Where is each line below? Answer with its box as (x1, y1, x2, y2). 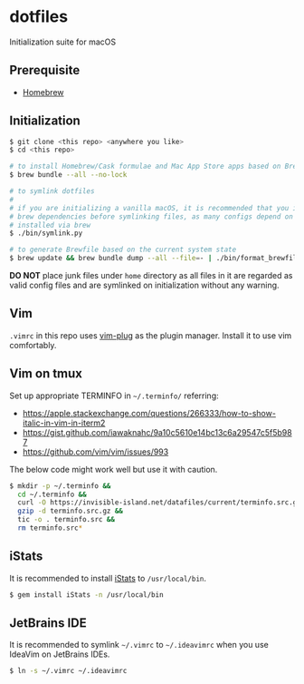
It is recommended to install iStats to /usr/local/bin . (9, 572, 206, 583)
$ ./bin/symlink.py (9, 229, 83, 238)
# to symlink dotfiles (9, 187, 95, 196)
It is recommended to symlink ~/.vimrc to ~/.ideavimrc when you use (9, 640, 269, 650)
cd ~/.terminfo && (17, 490, 88, 499)
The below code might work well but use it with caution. (9, 464, 218, 474)
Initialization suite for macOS (9, 36, 116, 47)
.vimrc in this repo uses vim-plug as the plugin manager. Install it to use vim (9, 329, 292, 341)
